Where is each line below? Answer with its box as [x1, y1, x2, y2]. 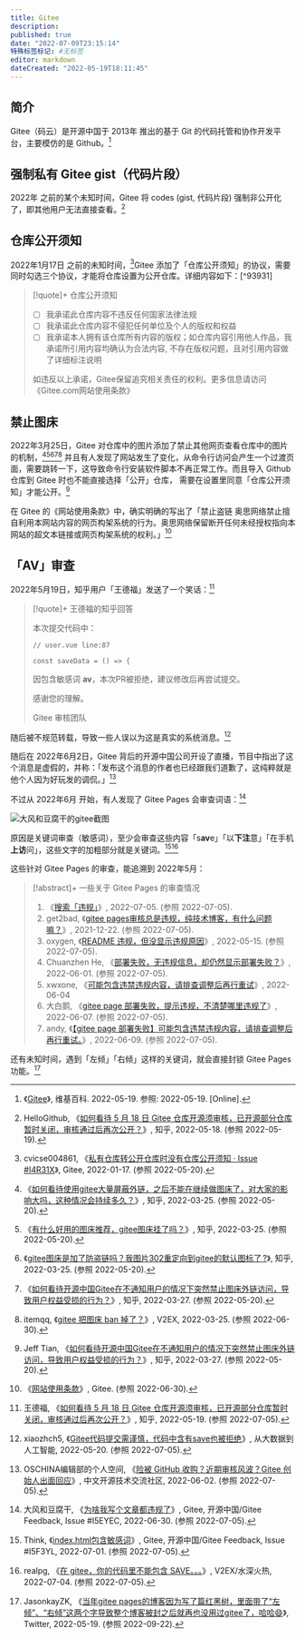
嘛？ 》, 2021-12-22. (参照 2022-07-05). [45, 925, 194, 936]
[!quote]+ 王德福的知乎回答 [32, 603, 134, 613]
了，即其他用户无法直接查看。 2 [10, 202, 126, 214]
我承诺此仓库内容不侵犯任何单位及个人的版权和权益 [45, 320, 237, 331]
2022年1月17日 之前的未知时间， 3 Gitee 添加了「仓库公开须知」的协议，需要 [10, 258, 291, 270]
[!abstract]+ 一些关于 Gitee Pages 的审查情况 [32, 882, 200, 894]
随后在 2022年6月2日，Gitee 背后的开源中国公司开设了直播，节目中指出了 [10, 750, 286, 762]
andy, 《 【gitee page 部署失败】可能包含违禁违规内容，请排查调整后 [45, 1023, 293, 1035]
